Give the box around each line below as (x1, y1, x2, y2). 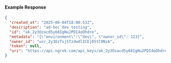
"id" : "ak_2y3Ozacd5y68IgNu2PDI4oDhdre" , (9, 29, 99, 35)
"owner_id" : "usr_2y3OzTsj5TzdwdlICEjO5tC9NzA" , (9, 39, 115, 44)
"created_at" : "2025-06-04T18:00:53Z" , (9, 20, 94, 25)
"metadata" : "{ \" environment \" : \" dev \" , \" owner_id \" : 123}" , (9, 34, 144, 39)
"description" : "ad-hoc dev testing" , (9, 24, 92, 30)
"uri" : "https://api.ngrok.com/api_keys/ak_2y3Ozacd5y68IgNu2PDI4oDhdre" (9, 48, 169, 53)
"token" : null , (9, 44, 42, 49)
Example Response (5, 4, 46, 10)
